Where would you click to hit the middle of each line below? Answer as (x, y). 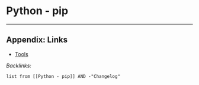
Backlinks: (19, 66)
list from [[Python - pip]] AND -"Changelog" (63, 76)
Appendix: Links (37, 40)
